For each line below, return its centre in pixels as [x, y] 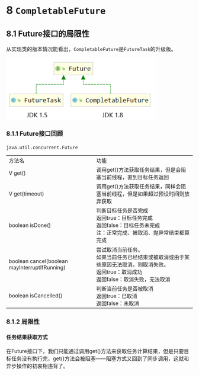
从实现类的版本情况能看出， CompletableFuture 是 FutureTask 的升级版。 [91, 49]
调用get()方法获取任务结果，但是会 [139, 169]
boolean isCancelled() [36, 296]
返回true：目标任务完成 [124, 218]
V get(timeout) [26, 194]
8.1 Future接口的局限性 [48, 33]
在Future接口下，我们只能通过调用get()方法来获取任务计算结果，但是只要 [95, 351]
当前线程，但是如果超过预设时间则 [143, 194]
